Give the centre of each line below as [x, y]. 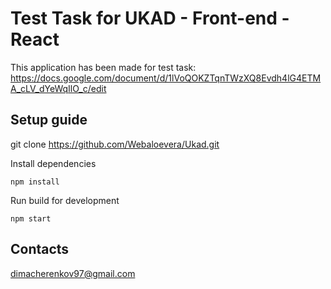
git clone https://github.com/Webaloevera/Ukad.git [115, 144]
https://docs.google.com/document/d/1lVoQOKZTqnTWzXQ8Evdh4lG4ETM [166, 78]
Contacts [40, 249]
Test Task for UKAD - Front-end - [150, 18]
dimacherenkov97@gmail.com [73, 273]
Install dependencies [53, 163]
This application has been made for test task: [103, 67]
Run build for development [65, 200]
